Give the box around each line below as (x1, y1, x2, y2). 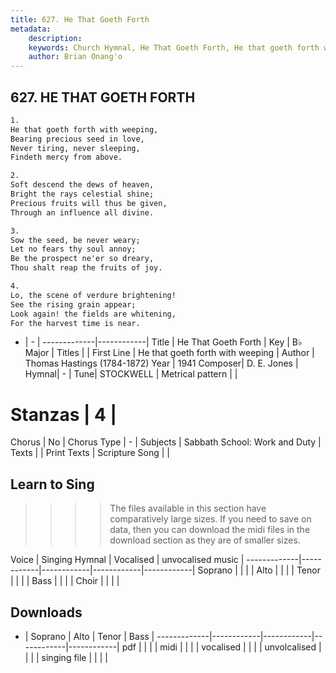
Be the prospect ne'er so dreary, (10, 254, 155, 264)
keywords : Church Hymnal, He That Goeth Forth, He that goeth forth (28, 42, 320, 53)
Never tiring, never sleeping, (10, 143, 141, 153)
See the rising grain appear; (10, 299, 137, 310)
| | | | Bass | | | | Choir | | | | (10, 575, 120, 587)
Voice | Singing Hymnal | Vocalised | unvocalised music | (10, 554, 245, 566)
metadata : (10, 24, 52, 34)
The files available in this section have (109, 502, 267, 515)
